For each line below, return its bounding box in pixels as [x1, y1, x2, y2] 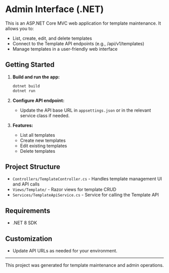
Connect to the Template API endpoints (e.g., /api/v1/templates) [12, 40, 144, 46]
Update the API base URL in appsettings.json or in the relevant [20, 107, 151, 113]
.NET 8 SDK [12, 220, 37, 226]
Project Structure [5, 162, 60, 171]
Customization [5, 234, 53, 243]
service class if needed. [20, 112, 70, 119]
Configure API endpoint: [12, 97, 64, 104]
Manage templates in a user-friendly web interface [12, 46, 118, 52]
